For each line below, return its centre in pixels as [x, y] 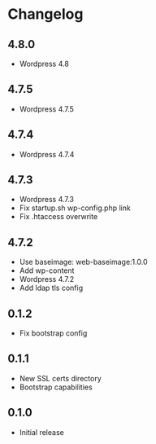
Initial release [41, 432]
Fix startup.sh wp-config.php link [75, 208]
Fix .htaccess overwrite [58, 217]
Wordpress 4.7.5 [47, 109]
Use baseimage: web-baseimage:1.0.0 [83, 262]
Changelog [45, 14]
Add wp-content [47, 270]
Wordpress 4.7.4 [47, 154]
